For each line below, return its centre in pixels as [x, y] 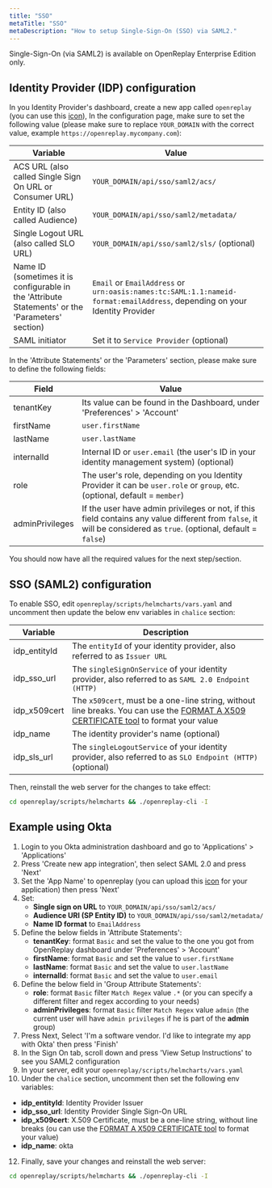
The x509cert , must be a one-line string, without [164, 700]
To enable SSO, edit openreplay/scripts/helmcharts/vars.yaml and [121, 604]
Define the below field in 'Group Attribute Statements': [111, 984]
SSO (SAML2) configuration [80, 584]
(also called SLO [44, 243]
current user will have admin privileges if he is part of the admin [141, 1018]
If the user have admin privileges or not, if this [169, 508]
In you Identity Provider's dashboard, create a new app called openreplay [131, 107]
